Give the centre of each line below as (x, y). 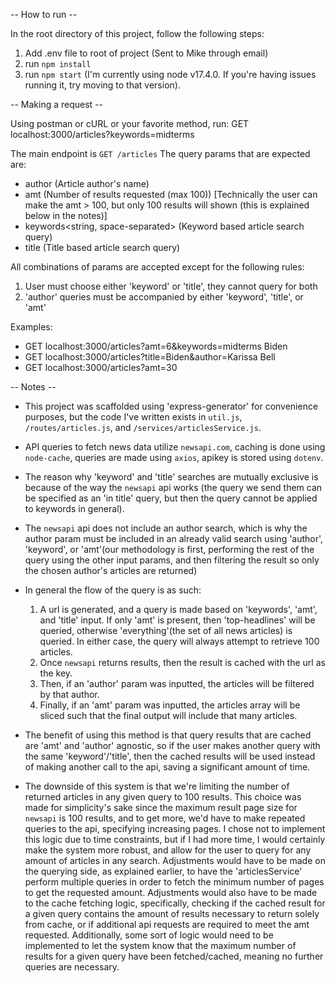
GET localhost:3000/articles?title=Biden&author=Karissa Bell (150, 357)
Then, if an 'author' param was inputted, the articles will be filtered (177, 683)
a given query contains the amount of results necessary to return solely (172, 913)
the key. (56, 673)
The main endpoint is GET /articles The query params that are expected (160, 153)
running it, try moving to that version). (102, 85)
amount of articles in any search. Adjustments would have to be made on (175, 860)
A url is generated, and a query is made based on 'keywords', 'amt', (178, 609)
